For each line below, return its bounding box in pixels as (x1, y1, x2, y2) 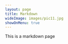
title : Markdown (5, 11, 38, 16)
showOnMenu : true (5, 20, 40, 25)
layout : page (5, 7, 31, 12)
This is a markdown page (5, 33, 55, 39)
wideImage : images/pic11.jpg (5, 16, 64, 21)
